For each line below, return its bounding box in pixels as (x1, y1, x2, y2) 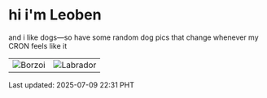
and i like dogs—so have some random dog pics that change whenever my (8, 32, 259, 42)
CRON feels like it (8, 40, 68, 50)
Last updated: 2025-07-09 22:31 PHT (8, 79, 134, 90)
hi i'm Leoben (8, 6, 102, 24)
